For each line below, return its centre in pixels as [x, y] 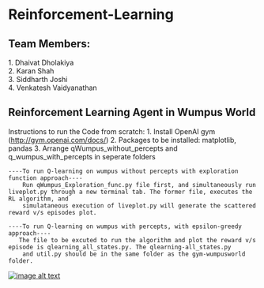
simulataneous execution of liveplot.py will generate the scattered [140, 206]
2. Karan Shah [31, 71]
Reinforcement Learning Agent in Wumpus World [132, 112]
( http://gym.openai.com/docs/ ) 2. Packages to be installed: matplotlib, [123, 140]
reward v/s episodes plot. [53, 212]
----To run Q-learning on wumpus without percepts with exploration [123, 171]
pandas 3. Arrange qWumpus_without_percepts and [93, 148]
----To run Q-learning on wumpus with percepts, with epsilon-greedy [125, 226]
